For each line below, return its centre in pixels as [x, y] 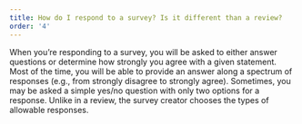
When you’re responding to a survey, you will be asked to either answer [143, 52]
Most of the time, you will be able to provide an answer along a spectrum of [151, 71]
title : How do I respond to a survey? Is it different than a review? [146, 18]
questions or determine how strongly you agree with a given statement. [143, 62]
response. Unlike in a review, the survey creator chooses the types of [140, 100]
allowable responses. [49, 110]
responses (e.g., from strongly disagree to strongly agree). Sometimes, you [150, 81]
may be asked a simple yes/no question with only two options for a [135, 91]
